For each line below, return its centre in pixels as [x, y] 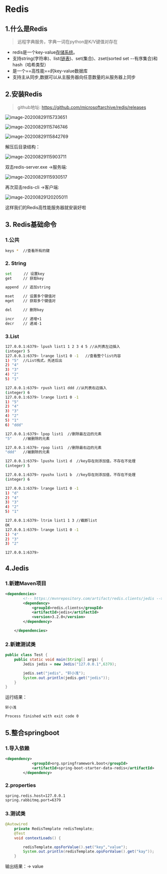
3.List [12, 336]
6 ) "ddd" [14, 425]
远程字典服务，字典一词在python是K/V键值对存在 [67, 42]
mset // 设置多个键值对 [30, 296]
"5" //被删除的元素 [27, 438]
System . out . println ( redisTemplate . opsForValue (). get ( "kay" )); [89, 852]
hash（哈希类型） [30, 65]
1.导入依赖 [17, 748]
